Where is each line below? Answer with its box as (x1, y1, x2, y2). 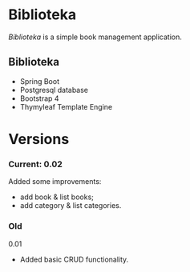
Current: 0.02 (8, 158, 63, 170)
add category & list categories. (19, 201, 122, 210)
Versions (8, 130, 70, 148)
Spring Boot (19, 76, 60, 86)
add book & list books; (19, 192, 95, 202)
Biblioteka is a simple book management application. (8, 32, 183, 42)
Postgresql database (19, 85, 89, 94)
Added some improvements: (8, 177, 102, 186)
